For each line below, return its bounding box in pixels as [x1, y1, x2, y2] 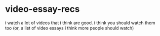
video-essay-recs [5, 3, 80, 15]
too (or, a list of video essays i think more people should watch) [5, 25, 134, 31]
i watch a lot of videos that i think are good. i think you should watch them [5, 20, 156, 26]
